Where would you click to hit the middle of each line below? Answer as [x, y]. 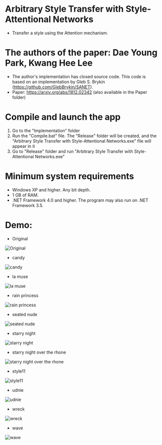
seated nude [25, 314]
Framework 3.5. [28, 205]
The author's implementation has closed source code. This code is [79, 76]
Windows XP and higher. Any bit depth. [51, 190]
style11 [19, 371]
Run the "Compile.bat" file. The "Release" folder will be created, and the [84, 136]
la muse [20, 276]
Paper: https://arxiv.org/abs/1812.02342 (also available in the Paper [80, 92]
